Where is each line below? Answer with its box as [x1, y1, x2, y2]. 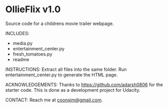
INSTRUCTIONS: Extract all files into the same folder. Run [5, 66, 127, 72]
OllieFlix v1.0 [5, 4, 61, 15]
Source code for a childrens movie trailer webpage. [5, 20, 114, 26]
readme [12, 56, 29, 62]
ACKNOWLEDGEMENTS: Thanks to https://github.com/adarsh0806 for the [5, 82, 163, 88]
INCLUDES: [5, 30, 30, 36]
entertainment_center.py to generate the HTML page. [5, 71, 118, 77]
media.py [12, 40, 33, 46]
